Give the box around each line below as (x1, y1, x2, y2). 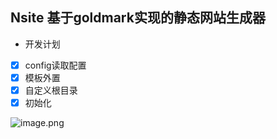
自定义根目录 (24, 84, 78, 96)
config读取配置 (24, 59, 87, 71)
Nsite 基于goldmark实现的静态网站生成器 (10, 9, 266, 27)
